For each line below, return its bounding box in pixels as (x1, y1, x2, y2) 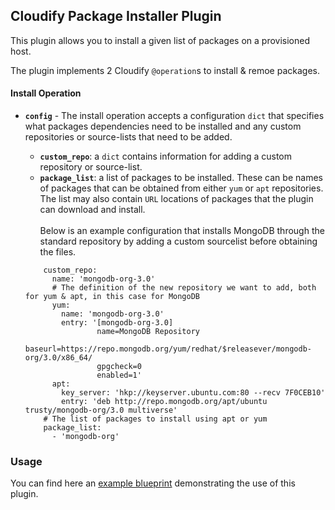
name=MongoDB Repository (96, 327, 200, 337)
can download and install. (39, 204, 146, 216)
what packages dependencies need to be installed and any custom (24, 120, 302, 133)
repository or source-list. (39, 161, 143, 173)
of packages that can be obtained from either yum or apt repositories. (39, 182, 324, 194)
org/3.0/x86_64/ (24, 353, 93, 363)
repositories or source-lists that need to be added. (24, 131, 233, 143)
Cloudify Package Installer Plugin (10, 8, 222, 25)
